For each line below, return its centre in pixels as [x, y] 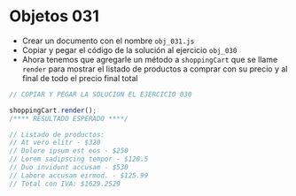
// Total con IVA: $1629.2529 [65, 184]
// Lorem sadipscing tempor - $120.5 [79, 159]
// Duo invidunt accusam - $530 [69, 168]
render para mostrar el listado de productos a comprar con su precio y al [155, 69]
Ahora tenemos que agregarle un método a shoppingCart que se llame [150, 59]
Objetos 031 [54, 16]
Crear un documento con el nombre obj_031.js [108, 41]
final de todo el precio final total [80, 78]
